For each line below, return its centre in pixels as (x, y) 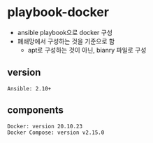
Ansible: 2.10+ (29, 88)
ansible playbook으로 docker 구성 (65, 32)
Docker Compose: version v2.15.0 (56, 132)
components (36, 110)
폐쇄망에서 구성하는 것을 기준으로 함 (66, 41)
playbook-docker (58, 12)
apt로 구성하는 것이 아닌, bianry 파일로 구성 (87, 50)
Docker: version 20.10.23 (45, 126)
